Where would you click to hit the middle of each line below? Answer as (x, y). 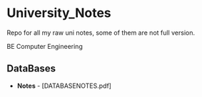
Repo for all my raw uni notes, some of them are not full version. (101, 33)
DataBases (31, 69)
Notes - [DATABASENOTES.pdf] (64, 86)
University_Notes (59, 13)
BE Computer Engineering (45, 46)
